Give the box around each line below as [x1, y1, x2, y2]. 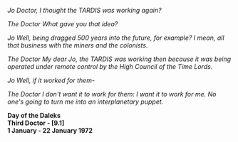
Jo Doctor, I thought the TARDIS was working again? [7, 6, 162, 14]
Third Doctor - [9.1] [7, 119, 65, 127]
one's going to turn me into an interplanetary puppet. [7, 97, 164, 106]
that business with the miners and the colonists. [7, 41, 148, 49]
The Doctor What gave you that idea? [7, 20, 118, 28]
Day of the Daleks [7, 111, 61, 119]
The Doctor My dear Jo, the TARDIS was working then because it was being [7, 55, 232, 63]
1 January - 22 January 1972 [7, 126, 93, 134]
